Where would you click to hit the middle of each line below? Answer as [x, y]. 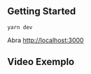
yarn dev [20, 27]
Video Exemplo [41, 62]
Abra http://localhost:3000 [45, 40]
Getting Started [42, 11]
